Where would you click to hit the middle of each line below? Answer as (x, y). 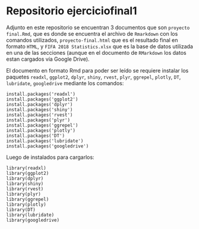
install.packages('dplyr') (40, 104)
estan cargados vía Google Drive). (48, 59)
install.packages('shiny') (40, 109)
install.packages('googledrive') (48, 146)
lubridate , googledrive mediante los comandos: (65, 83)
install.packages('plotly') (41, 130)
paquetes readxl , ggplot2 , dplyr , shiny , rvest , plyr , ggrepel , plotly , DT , (94, 77)
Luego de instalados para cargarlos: (50, 157)
